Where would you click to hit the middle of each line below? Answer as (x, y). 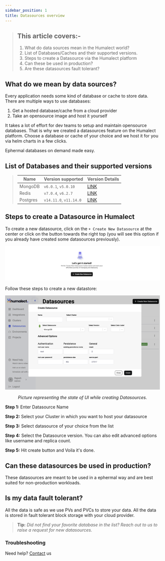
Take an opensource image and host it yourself (60, 116)
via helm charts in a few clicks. (36, 141)
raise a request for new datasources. (55, 530)
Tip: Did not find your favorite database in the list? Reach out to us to (87, 525)
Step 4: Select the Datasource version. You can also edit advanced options (81, 436)
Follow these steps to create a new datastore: (51, 289)
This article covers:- (49, 36)
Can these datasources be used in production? (78, 466)
